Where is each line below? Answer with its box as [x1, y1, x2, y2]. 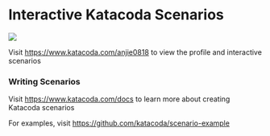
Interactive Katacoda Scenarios [8, 6, 224, 24]
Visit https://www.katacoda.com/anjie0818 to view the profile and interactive [8, 47, 262, 57]
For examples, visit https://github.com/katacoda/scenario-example [8, 118, 230, 128]
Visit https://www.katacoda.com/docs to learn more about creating [8, 94, 231, 104]
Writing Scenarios [8, 76, 81, 87]
